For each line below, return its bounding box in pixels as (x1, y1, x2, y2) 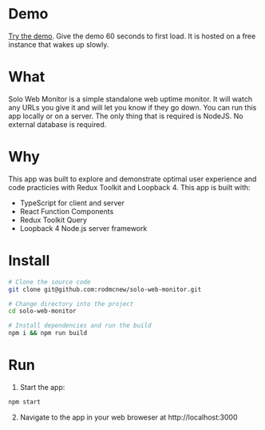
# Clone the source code (8, 277, 91, 286)
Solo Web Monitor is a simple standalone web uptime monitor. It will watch (8, 94, 253, 104)
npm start (8, 397, 42, 406)
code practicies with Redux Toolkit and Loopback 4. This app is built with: (8, 182, 251, 192)
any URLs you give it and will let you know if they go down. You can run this (8, 102, 257, 112)
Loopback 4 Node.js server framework (19, 223, 148, 233)
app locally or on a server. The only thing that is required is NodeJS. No (8, 111, 243, 121)
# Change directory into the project (8, 300, 134, 308)
